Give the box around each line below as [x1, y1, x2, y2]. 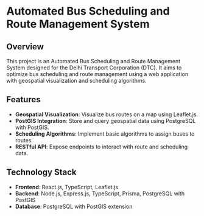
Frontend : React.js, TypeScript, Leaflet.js [15, 183, 119, 190]
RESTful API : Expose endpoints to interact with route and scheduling [15, 143, 188, 150]
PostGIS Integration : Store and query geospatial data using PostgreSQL [15, 117, 196, 124]
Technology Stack [6, 167, 77, 178]
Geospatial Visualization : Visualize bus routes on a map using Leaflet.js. [15, 111, 199, 118]
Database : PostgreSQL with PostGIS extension [15, 203, 133, 210]
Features [6, 94, 41, 105]
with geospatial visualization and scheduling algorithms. [6, 77, 147, 84]
